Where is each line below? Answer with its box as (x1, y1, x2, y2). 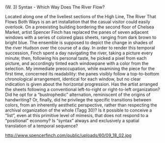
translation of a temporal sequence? (5, 123, 78, 129)
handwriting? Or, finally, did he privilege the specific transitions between (5, 97, 151, 102)
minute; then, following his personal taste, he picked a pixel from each (5, 55, 147, 61)
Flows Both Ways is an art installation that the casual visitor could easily (5, 19, 151, 24)
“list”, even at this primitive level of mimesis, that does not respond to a (5, 113, 149, 118)
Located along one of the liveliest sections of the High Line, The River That (5, 14, 156, 19)
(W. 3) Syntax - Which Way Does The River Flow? (5, 4, 105, 10)
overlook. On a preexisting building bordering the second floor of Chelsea (5, 24, 154, 30)
